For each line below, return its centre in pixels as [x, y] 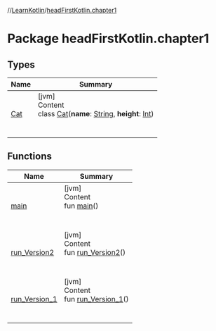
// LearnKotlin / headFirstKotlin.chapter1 [62, 10]
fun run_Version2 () [95, 252]
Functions [30, 157]
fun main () [81, 206]
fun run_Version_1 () [96, 299]
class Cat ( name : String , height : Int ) [96, 114]
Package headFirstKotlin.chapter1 [108, 39]
